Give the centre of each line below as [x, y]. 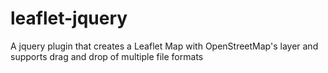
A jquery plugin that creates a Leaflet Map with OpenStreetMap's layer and [164, 46]
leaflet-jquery [69, 18]
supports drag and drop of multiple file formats [107, 56]
